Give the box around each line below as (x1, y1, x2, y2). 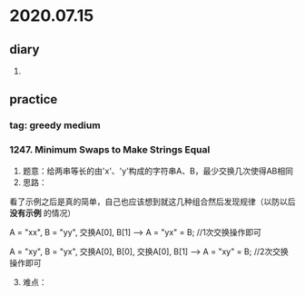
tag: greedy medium (9, 119, 102, 132)
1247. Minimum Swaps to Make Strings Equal (9, 143, 211, 156)
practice (9, 92, 58, 107)
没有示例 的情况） (9, 207, 75, 218)
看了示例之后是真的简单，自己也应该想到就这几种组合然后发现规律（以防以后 (9, 196, 296, 207)
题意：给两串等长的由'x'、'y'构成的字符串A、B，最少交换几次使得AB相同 (22, 165, 293, 176)
